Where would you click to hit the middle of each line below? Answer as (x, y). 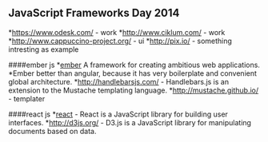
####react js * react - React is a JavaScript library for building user (118, 114)
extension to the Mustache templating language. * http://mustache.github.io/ (134, 90)
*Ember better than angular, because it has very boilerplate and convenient (133, 73)
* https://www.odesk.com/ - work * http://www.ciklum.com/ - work (117, 32)
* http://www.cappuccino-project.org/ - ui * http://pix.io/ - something (120, 41)
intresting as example (44, 49)
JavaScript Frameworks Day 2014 (94, 13)
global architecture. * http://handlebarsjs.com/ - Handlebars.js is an (119, 81)
